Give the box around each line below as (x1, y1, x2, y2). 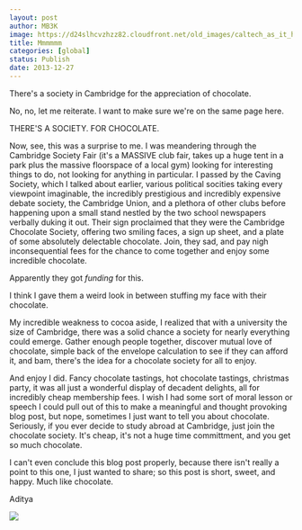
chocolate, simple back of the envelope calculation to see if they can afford (9, 346, 289, 356)
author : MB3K (9, 22, 58, 31)
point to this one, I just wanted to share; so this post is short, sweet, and (9, 466, 276, 477)
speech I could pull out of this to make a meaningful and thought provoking (9, 401, 288, 412)
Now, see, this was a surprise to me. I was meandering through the (9, 140, 257, 151)
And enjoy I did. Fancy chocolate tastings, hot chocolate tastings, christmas (9, 373, 289, 383)
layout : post (9, 13, 58, 22)
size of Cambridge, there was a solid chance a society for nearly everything (9, 326, 290, 337)
